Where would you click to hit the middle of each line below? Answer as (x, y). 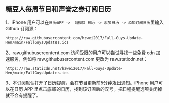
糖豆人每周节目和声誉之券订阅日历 (58, 9)
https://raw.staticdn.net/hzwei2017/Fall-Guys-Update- (64, 68)
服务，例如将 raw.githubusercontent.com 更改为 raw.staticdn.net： (79, 59)
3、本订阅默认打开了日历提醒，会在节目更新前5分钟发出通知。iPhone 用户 (82, 83)
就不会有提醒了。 (23, 95)
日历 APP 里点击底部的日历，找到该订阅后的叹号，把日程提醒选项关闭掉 (88, 89)
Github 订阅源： (22, 28)
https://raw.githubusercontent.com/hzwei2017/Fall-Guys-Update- (74, 38)
